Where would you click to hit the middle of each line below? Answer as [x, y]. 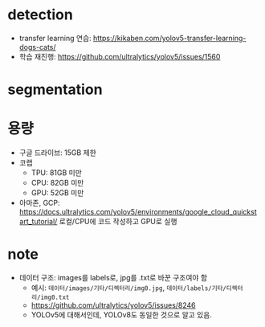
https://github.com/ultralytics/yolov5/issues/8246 [113, 305]
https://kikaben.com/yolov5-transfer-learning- [169, 38]
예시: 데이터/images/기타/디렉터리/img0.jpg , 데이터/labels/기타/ [128, 288]
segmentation [55, 90]
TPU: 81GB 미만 [56, 173]
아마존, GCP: [40, 203]
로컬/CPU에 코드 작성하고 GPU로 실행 [118, 222]
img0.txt [55, 297]
